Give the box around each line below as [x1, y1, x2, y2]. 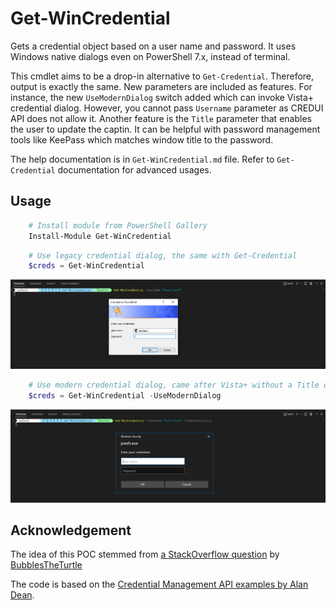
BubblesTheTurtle [10, 559, 83, 571]
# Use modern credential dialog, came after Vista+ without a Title [28, 380, 320, 391]
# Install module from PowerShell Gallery [28, 220, 208, 231]
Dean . [10, 589, 35, 601]
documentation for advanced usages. [57, 163, 212, 176]
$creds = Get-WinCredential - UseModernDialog [28, 390, 222, 401]
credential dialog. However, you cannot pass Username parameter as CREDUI [10, 102, 324, 114]
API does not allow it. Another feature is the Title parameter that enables [10, 112, 312, 124]
